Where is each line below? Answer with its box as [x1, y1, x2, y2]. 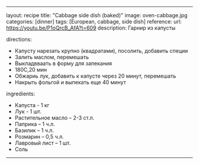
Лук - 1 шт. [14, 108, 41, 115]
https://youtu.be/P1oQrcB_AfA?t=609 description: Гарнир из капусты [6, 24, 176, 31]
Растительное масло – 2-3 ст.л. [14, 114, 95, 121]
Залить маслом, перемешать [14, 54, 89, 60]
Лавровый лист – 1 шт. [14, 140, 71, 146]
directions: [6, 36, 33, 43]
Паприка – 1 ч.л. [14, 121, 55, 127]
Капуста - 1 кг [14, 102, 50, 108]
